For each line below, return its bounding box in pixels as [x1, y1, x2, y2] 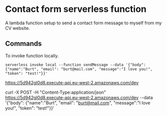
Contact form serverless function [5, 3, 147, 15]
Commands [5, 40, 42, 48]
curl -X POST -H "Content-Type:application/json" [5, 89, 106, 95]
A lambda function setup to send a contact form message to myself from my [5, 20, 162, 26]
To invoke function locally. [5, 53, 59, 58]
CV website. [5, 25, 30, 31]
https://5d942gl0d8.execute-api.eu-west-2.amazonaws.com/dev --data [5, 94, 153, 100]
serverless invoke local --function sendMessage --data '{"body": [5, 62, 146, 67]
